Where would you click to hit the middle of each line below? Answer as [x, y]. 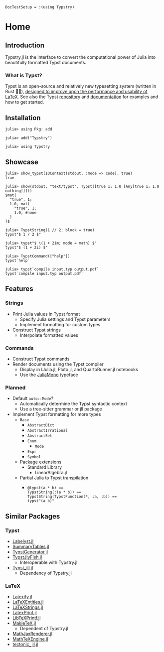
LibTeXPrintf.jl [26, 618]
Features [19, 289]
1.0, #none [25, 212]
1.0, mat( [20, 204]
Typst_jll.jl [23, 567]
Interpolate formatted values [49, 335]
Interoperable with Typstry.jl [49, 562]
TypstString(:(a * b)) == [54, 492]
